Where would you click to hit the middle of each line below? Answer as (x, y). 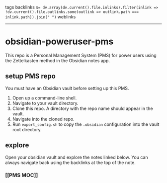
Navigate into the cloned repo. (43, 119)
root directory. (27, 129)
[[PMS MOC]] (22, 175)
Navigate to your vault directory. (45, 103)
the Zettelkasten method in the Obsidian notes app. (58, 60)
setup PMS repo (30, 76)
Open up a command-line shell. (44, 98)
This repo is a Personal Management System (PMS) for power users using (81, 55)
